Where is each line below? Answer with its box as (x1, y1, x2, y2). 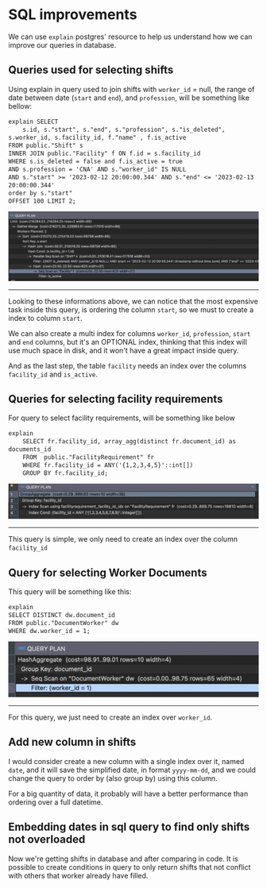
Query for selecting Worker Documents (8, 566, 207, 579)
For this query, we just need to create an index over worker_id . (8, 712, 213, 722)
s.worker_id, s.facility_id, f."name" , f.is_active (8, 133, 187, 141)
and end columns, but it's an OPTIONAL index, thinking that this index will (8, 337, 248, 346)
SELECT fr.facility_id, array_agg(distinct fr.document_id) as (22, 438, 237, 446)
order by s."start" (8, 189, 73, 197)
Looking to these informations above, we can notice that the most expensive (8, 296, 258, 306)
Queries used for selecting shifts (8, 64, 174, 77)
